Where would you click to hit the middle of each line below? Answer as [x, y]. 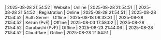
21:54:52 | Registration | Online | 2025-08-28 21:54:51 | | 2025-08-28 [87, 12]
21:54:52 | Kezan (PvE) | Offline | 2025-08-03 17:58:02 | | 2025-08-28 [74, 22]
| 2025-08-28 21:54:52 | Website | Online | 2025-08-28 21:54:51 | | [71, 7]
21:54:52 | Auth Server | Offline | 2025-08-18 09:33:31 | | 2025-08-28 [74, 17]
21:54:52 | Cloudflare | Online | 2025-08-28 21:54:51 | [58, 33]
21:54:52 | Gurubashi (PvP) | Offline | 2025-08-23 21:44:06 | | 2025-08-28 [79, 28]
